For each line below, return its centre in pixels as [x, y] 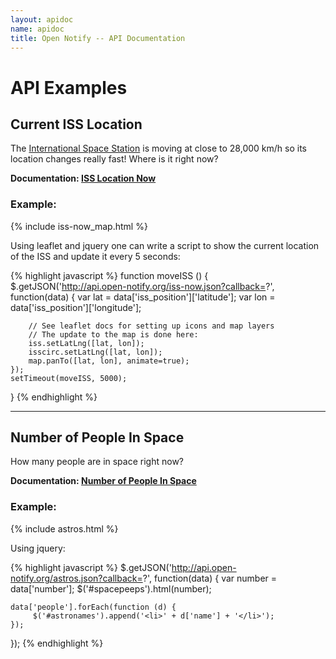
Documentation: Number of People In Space [103, 481]
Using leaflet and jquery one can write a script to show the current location [165, 245]
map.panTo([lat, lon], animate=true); [109, 361]
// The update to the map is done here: [113, 334]
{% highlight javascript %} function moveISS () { [109, 275]
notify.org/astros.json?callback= [76, 578]
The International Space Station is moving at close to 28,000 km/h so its [158, 148]
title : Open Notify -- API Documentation [98, 38]
